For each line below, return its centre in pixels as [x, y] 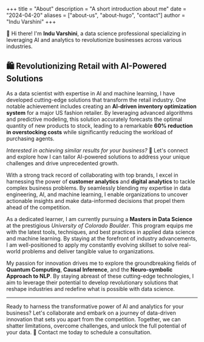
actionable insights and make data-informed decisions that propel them [96, 200]
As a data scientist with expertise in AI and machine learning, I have [91, 93]
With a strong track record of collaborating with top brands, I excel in [92, 175]
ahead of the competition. [39, 207]
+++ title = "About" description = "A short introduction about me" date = [97, 9]
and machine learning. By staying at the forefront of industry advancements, [102, 238]
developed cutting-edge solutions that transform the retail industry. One [96, 100]
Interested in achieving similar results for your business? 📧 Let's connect [97, 150]
